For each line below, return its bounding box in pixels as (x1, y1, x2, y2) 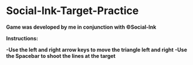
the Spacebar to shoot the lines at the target (6, 52, 116, 59)
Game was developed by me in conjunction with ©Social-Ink (6, 23, 157, 30)
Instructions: (6, 35, 39, 42)
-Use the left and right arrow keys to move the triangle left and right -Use (6, 46, 188, 53)
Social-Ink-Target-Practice (6, 4, 139, 18)
